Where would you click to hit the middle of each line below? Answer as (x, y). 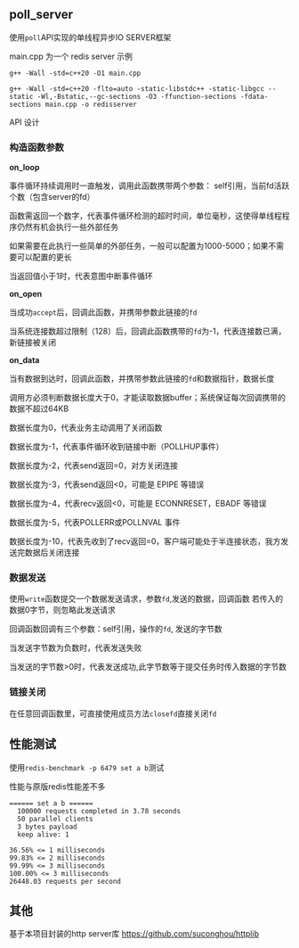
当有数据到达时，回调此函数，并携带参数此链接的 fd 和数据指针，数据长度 (142, 379)
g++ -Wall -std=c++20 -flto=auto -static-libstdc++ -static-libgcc (137, 88)
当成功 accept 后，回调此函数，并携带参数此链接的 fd (103, 312)
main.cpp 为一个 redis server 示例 (71, 56)
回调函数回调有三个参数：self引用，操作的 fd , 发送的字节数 (116, 629)
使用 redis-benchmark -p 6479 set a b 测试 (87, 767)
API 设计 (24, 122)
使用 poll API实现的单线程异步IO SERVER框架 (90, 37)
